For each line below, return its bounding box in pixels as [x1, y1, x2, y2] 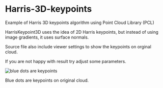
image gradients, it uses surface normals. [5, 34, 89, 40]
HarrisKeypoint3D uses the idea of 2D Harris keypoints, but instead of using [5, 29, 159, 35]
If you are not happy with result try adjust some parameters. [5, 58, 127, 64]
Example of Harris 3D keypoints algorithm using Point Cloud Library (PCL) [5, 20, 155, 25]
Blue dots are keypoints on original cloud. [5, 77, 89, 83]
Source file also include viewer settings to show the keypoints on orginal [5, 44, 151, 49]
